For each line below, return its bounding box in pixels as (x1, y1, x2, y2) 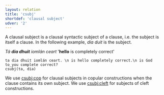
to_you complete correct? (5, 62, 58, 67)
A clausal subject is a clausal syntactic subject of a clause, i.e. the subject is (5, 34, 159, 40)
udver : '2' (5, 20, 27, 26)
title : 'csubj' (5, 12, 36, 17)
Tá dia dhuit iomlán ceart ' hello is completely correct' (5, 49, 115, 55)
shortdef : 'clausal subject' (5, 16, 65, 21)
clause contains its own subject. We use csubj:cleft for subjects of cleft (5, 80, 149, 86)
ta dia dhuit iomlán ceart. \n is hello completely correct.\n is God (5, 58, 153, 63)
